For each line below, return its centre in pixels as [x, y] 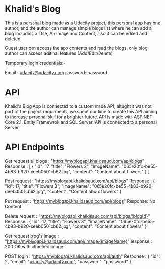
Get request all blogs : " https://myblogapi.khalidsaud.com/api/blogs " [75, 161]
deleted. [14, 39]
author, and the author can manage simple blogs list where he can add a [78, 28]
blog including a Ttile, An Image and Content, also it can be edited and [76, 33]
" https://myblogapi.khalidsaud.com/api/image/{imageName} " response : [79, 241]
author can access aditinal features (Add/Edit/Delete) [59, 53]
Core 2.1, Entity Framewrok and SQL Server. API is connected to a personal [81, 122]
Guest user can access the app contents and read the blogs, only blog [76, 48]
